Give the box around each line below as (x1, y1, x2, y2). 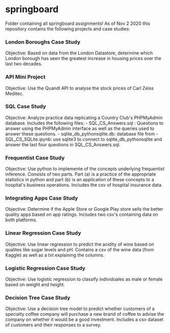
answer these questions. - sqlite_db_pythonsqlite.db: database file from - (5, 130, 158, 137)
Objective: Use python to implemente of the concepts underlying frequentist (5, 166, 165, 172)
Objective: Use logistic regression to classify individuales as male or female (5, 276, 163, 282)
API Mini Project (5, 74, 46, 81)
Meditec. (5, 90, 24, 96)
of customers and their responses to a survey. (5, 322, 101, 328)
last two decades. (5, 61, 43, 67)
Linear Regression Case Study (5, 229, 81, 237)
